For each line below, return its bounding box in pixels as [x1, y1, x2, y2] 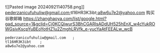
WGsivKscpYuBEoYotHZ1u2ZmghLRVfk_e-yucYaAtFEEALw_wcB [5, 26, 133, 32]
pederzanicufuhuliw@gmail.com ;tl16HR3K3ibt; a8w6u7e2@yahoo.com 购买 [5, 10, 155, 15]
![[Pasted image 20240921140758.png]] [5, 4, 85, 10]
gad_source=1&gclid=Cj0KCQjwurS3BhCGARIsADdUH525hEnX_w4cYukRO [5, 21, 155, 27]
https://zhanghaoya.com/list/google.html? [23, 16, 107, 21]
